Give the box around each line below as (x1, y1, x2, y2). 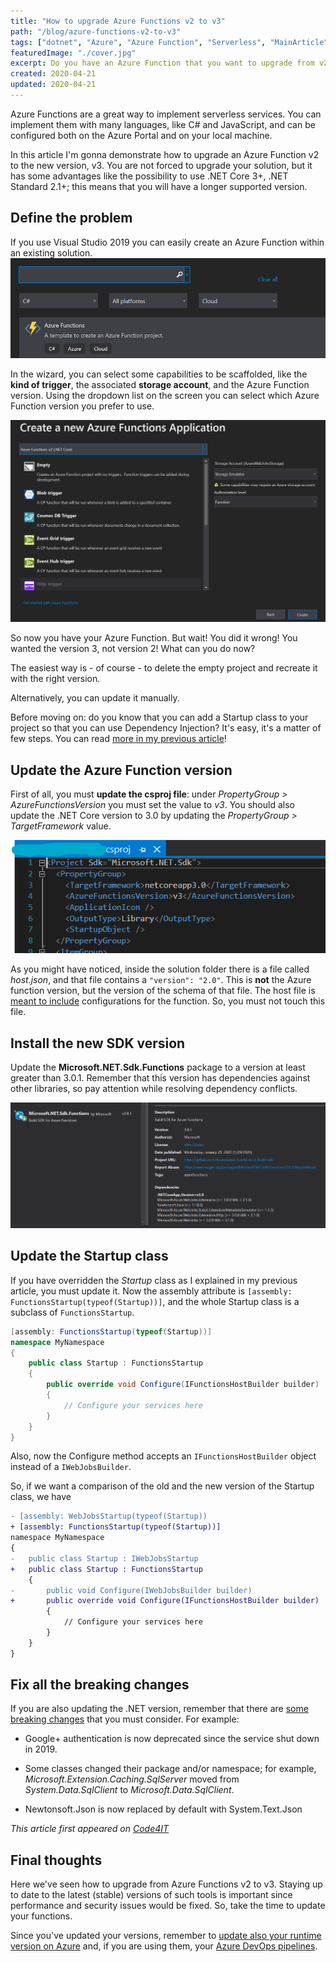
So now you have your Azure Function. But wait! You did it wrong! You (10, 632, 298, 644)
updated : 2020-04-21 (10, 80, 97, 90)
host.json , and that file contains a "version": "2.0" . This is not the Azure (10, 974, 312, 986)
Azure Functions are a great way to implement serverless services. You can (10, 108, 322, 120)
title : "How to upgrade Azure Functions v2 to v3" (10, 16, 226, 26)
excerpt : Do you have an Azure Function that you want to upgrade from (10, 58, 315, 69)
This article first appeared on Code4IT (10, 1823, 170, 1835)
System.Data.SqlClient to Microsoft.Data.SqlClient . (24, 1784, 235, 1796)
